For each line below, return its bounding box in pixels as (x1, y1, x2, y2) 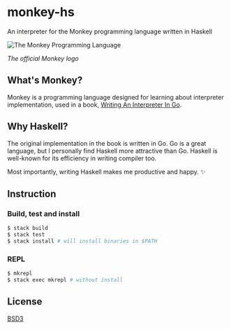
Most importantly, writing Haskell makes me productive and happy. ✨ (7, 167, 206, 176)
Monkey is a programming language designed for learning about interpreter (7, 93, 225, 101)
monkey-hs (7, 4, 75, 20)
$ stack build (7, 224, 49, 232)
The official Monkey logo (7, 54, 79, 63)
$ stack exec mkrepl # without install (7, 277, 124, 284)
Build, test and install (7, 208, 80, 218)
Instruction (7, 188, 57, 199)
